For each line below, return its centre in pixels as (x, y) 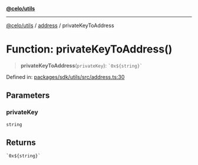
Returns (21, 143)
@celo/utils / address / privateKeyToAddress (60, 25)
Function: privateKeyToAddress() (89, 49)
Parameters (28, 96)
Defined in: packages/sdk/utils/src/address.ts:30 (65, 77)
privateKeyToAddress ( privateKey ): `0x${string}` (81, 65)
